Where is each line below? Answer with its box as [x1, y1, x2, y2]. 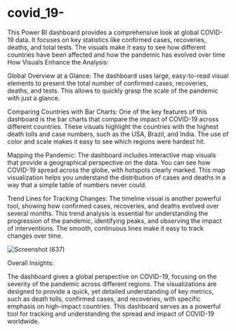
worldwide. [7, 317, 40, 325]
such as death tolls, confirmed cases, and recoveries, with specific [7, 295, 201, 303]
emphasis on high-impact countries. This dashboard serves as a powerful [7, 302, 221, 310]
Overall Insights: [7, 258, 54, 267]
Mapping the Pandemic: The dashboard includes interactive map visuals [7, 151, 216, 159]
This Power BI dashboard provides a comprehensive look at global [7, 28, 199, 36]
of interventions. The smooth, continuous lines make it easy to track [7, 224, 204, 232]
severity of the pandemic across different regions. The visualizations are [7, 279, 217, 288]
